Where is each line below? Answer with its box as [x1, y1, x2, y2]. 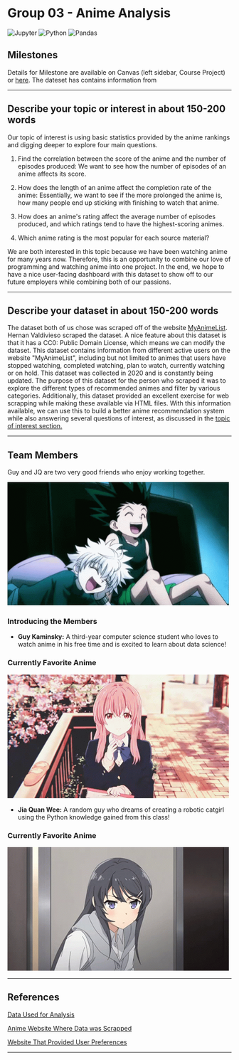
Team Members [7, 449, 78, 461]
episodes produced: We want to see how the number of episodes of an [17, 161, 226, 170]
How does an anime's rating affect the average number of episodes [17, 212, 216, 221]
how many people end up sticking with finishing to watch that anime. [17, 198, 219, 207]
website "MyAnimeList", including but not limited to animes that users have [7, 354, 226, 362]
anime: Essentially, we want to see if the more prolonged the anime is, [17, 191, 223, 199]
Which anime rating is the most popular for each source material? [17, 233, 210, 242]
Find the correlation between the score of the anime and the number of [17, 154, 226, 163]
